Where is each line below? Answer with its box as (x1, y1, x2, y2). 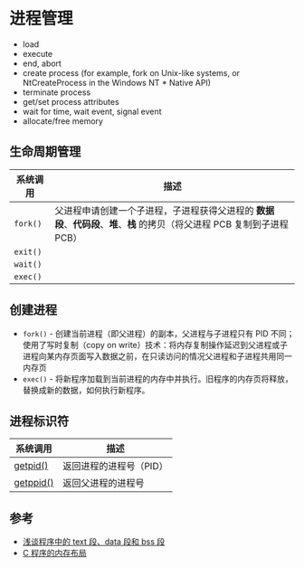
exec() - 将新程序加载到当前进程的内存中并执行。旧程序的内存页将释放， (22, 373, 294, 384)
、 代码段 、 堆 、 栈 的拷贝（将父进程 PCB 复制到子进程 (62, 218, 290, 231)
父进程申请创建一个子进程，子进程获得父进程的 (53, 204, 254, 217)
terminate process (22, 87, 91, 98)
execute (22, 48, 53, 59)
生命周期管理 (9, 144, 81, 159)
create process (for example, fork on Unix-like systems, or (22, 67, 241, 78)
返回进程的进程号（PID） (62, 460, 169, 473)
